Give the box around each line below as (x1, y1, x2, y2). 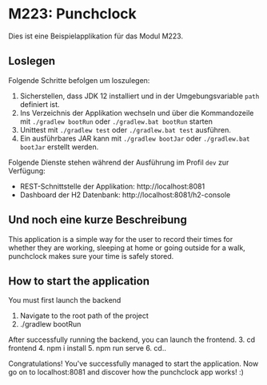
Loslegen (8, 54, 56, 68)
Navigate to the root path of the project (19, 311, 149, 320)
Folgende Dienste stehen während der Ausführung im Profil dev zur (8, 157, 229, 167)
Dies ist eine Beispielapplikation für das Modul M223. (8, 31, 184, 41)
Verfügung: (8, 165, 46, 176)
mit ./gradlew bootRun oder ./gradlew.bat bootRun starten (19, 117, 213, 126)
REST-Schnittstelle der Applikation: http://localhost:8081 (19, 181, 205, 191)
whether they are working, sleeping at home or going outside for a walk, (8, 243, 245, 252)
